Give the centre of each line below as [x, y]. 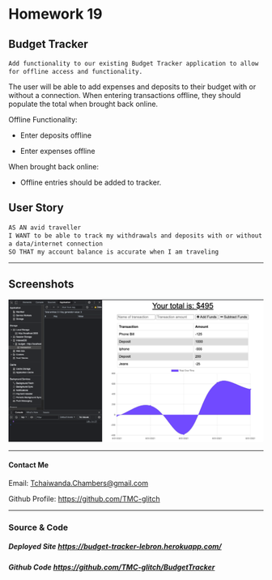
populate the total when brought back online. [83, 104]
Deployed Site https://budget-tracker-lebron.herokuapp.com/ [115, 547]
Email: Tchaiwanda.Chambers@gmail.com [78, 483]
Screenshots [41, 284]
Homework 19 [55, 14]
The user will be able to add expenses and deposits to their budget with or [132, 87]
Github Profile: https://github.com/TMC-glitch [84, 498]
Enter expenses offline [57, 151]
